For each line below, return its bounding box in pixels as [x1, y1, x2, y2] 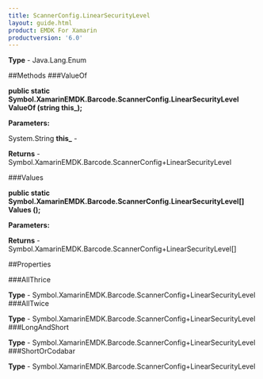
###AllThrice [8, 275, 51, 285]
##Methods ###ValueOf [8, 71, 87, 80]
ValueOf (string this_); [8, 103, 83, 113]
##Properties [8, 259, 51, 270]
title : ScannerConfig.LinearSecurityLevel [8, 11, 151, 20]
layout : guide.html [8, 19, 73, 27]
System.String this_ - [8, 134, 78, 144]
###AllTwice [8, 299, 50, 308]
